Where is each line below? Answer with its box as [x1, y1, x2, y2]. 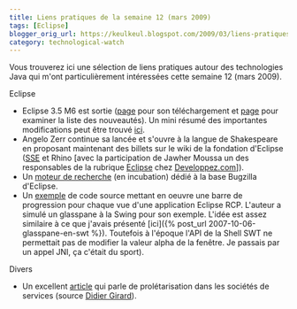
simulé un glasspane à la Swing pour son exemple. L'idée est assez [21, 209, 267, 220]
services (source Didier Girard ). [21, 290, 137, 301]
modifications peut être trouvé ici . [21, 125, 146, 135]
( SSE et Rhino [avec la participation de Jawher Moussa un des [21, 152, 249, 164]
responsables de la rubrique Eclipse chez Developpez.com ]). [21, 162, 245, 173]
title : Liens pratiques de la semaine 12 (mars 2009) [9, 12, 212, 22]
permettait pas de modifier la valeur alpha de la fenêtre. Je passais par [21, 237, 280, 248]
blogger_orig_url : [9, 29, 77, 38]
